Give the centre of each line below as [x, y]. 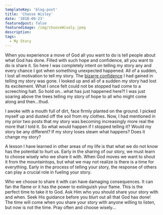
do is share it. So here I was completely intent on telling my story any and [78, 65]
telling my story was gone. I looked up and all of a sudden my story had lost [81, 81]
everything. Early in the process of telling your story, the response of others [81, 167]
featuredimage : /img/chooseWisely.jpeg [45, 28]
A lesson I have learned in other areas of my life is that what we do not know [81, 146]
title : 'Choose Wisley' [29, 14]
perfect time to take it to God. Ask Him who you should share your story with [82, 192]
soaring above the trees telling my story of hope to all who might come [76, 96]
